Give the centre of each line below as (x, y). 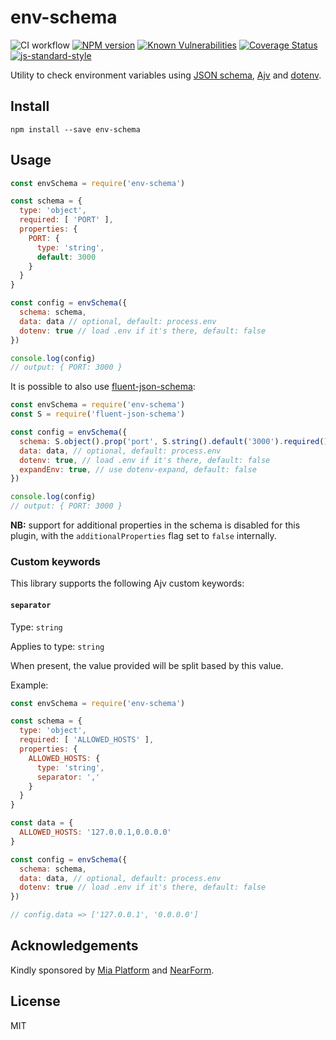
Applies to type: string (57, 646)
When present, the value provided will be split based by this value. (147, 665)
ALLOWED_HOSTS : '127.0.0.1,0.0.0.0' (95, 832)
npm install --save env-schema (75, 129)
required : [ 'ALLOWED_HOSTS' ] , (87, 740)
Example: (29, 685)
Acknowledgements (74, 946)
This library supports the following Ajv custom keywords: (127, 583)
